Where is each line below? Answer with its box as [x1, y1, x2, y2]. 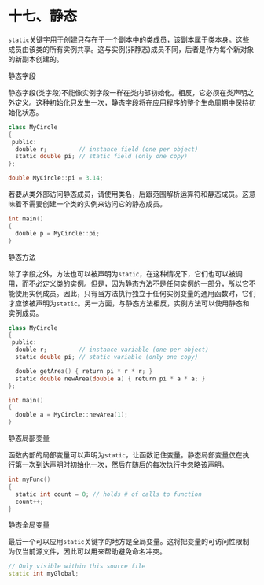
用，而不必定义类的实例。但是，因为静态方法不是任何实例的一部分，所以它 [8, 279, 249, 288]
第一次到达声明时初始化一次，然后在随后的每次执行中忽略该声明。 [14, 460, 229, 469]
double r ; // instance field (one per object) [15, 145, 199, 154]
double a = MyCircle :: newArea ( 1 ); [15, 411, 128, 419]
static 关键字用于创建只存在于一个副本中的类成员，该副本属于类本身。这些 [8, 35, 250, 44]
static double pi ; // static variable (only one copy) [15, 354, 199, 361]
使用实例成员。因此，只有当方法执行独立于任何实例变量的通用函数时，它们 [14, 288, 256, 298]
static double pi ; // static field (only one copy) [15, 153, 189, 161]
